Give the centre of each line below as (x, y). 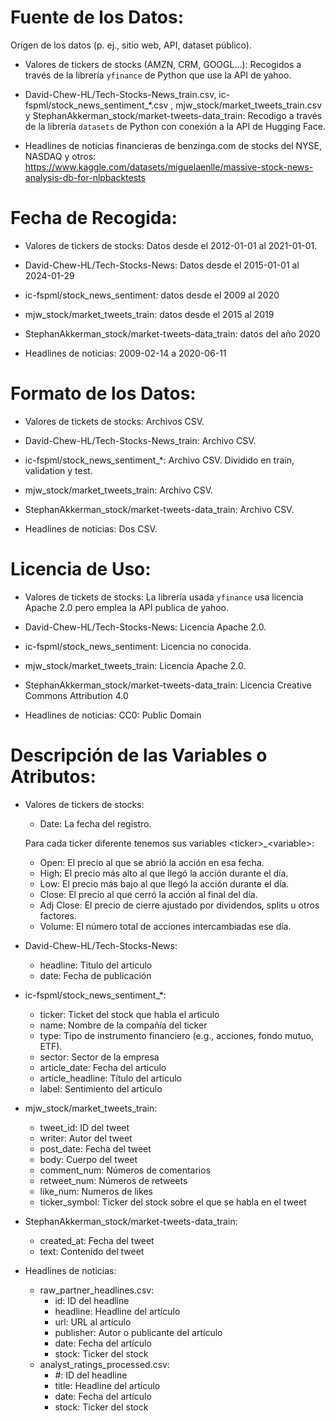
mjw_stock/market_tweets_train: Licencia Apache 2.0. (135, 665)
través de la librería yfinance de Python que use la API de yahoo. (158, 75)
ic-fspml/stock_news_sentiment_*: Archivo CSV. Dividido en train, (159, 460)
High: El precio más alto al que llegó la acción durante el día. (164, 873)
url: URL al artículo (93, 1322)
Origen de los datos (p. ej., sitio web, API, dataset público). (131, 45)
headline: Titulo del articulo (96, 965)
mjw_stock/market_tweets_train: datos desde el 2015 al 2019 (149, 314)
